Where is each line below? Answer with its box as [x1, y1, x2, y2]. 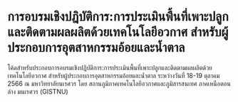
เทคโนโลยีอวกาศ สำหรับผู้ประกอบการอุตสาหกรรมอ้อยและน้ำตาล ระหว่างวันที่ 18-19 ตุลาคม [7, 71, 220, 79]
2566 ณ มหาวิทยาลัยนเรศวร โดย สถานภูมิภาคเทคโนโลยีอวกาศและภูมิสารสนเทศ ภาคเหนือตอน [7, 79, 231, 88]
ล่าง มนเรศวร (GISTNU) [7, 87, 69, 96]
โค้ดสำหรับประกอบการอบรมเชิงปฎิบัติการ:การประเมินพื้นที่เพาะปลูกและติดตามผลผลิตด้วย [7, 63, 212, 72]
